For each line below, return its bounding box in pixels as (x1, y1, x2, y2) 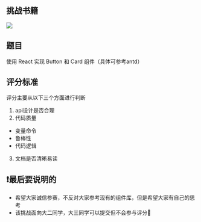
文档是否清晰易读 (14, 155, 58, 162)
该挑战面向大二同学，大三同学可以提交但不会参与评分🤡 (14, 209, 151, 217)
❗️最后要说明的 (6, 174, 57, 185)
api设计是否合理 (14, 107, 55, 114)
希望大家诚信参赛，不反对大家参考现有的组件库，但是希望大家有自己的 (14, 194, 190, 202)
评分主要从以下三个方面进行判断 (6, 94, 86, 101)
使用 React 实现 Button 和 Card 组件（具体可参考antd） (6, 58, 143, 65)
